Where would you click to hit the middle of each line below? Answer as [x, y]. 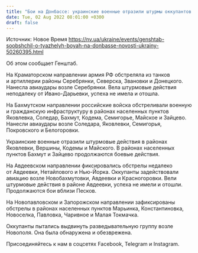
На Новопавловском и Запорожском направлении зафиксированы [91, 202]
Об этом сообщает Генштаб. [42, 63]
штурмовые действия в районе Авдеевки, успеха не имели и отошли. [95, 184]
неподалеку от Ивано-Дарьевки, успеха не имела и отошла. [83, 94]
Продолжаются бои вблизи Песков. [51, 191]
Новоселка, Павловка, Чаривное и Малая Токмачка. [72, 215]
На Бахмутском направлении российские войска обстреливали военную [99, 105]
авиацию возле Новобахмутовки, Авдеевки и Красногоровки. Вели [92, 179]
